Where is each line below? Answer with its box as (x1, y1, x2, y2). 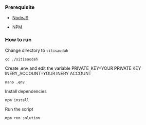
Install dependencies (5, 88, 47, 94)
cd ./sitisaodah (5, 57, 38, 62)
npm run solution (5, 115, 40, 120)
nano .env (5, 79, 25, 85)
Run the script (5, 106, 33, 112)
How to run (5, 36, 32, 43)
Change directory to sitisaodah (5, 47, 68, 53)
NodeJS (12, 15, 29, 21)
